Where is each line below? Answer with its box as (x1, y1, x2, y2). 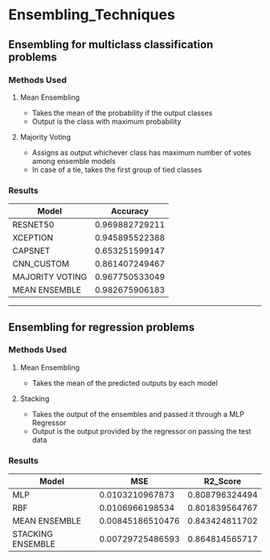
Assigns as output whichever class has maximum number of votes (31, 147, 252, 157)
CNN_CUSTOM (12, 259, 70, 270)
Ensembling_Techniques (8, 6, 175, 24)
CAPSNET (12, 245, 51, 256)
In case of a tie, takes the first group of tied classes (31, 165, 202, 174)
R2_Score (203, 476, 242, 487)
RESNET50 (12, 219, 55, 231)
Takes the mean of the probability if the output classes (31, 108, 213, 117)
